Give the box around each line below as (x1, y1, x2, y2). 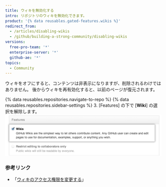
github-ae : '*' (9, 55, 41, 60)
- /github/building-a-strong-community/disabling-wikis (9, 34, 127, 39)
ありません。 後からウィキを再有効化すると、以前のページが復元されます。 (5, 87, 158, 93)
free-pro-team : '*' (9, 45, 50, 50)
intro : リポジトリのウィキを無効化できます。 (5, 13, 87, 18)
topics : (5, 60, 21, 65)
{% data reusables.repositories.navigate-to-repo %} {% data (5, 97, 129, 103)
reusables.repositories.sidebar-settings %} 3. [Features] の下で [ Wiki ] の (5, 102, 154, 109)
